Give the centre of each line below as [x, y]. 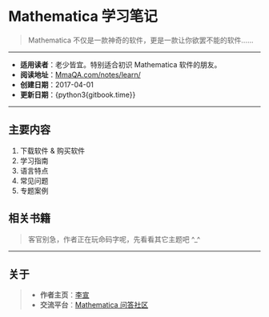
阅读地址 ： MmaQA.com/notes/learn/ [80, 74]
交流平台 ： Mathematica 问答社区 [94, 305]
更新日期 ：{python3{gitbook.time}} [78, 94]
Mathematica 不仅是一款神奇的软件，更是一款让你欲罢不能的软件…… [141, 40]
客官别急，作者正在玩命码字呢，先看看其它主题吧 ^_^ [114, 239]
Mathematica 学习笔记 [83, 16]
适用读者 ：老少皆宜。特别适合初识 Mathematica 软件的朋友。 [120, 64]
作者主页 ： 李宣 [64, 295]
